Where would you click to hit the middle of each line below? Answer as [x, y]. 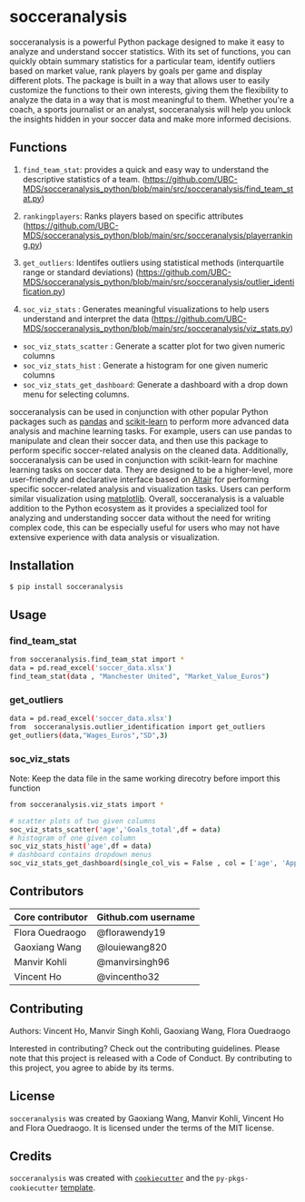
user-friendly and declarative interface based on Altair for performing [139, 479]
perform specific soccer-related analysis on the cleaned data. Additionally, [149, 450]
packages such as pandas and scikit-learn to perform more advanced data [149, 421]
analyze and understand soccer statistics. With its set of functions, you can [150, 51]
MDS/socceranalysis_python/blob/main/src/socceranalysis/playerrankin [157, 235]
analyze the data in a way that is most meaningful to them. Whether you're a [152, 99]
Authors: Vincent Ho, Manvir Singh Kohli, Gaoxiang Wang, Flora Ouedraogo [150, 1030]
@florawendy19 [131, 932]
